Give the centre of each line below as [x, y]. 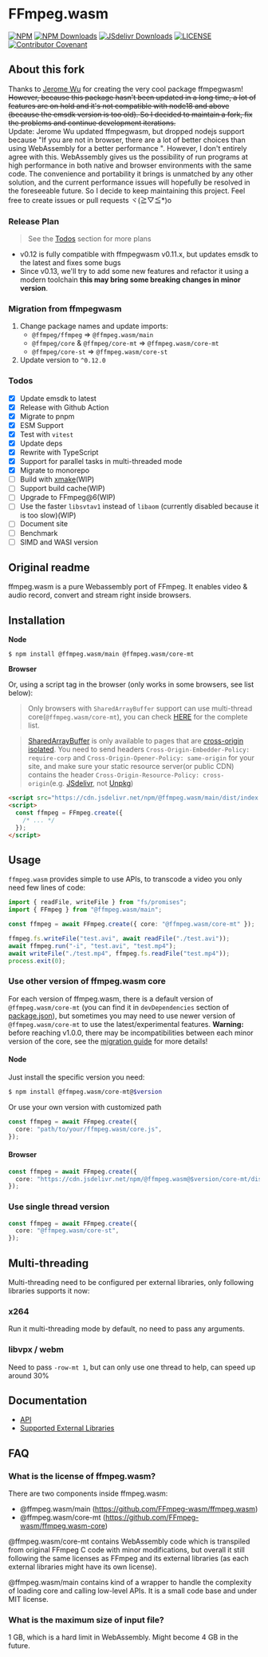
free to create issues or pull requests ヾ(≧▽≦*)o [90, 200]
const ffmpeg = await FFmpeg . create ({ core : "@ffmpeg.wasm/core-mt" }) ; [132, 924]
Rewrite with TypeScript [59, 453]
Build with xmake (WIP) [57, 479]
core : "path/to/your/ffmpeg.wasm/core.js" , [89, 1129]
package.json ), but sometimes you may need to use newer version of [122, 1016]
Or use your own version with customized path [85, 1107]
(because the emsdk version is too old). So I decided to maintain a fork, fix [130, 114]
